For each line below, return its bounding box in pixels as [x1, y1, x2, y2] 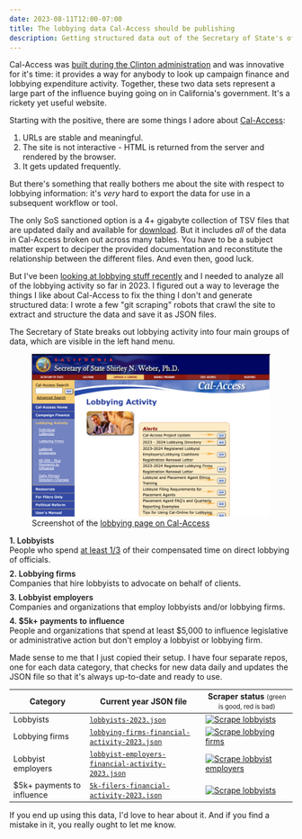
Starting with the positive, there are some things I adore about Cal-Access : [9, 115, 286, 126]
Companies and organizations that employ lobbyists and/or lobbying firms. [9, 601, 286, 612]
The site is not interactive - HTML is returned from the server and [22, 142, 265, 153]
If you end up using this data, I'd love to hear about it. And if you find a [9, 809, 270, 820]
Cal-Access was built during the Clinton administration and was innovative [9, 59, 285, 70]
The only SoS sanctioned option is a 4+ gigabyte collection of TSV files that [9, 215, 289, 226]
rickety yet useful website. [9, 97, 108, 108]
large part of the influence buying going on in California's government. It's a [9, 88, 290, 99]
